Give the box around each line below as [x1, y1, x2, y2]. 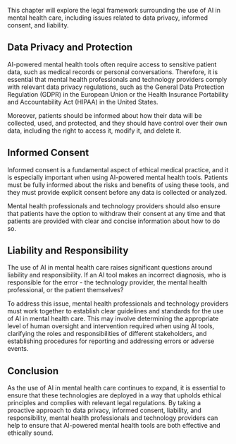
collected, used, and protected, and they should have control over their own [7, 119, 228, 127]
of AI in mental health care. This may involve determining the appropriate [7, 314, 219, 323]
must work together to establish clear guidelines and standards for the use [7, 307, 224, 316]
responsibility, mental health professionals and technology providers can [7, 414, 218, 422]
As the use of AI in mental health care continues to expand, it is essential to [7, 384, 226, 392]
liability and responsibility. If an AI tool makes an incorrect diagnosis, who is [7, 271, 227, 280]
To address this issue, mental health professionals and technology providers [7, 299, 229, 308]
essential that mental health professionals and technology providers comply [7, 75, 228, 83]
